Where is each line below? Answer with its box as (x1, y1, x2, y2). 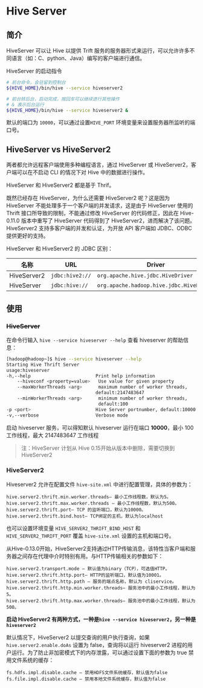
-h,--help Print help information (6, 373, 155, 379)
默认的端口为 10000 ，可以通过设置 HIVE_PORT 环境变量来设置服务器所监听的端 (6, 119, 196, 126)
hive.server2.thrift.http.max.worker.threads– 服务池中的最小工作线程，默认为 (6, 597, 196, 604)
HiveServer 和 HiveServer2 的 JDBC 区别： (6, 245, 114, 252)
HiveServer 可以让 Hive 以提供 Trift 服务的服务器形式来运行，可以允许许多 (6, 47, 190, 54)
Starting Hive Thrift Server (6, 362, 80, 368)
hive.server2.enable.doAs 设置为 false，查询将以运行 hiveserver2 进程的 (6, 641, 188, 648)
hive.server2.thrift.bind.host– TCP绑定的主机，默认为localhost (6, 513, 163, 519)
